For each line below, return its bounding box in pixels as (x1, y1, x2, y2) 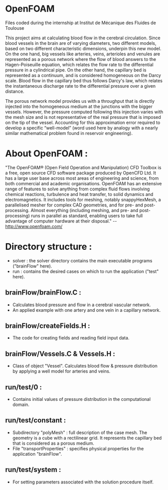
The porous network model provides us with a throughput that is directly (5, 98, 154, 104)
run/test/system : (5, 465, 61, 474)
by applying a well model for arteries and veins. (12, 368, 111, 374)
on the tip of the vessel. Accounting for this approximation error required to (5, 119, 160, 125)
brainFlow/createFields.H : (5, 322, 90, 330)
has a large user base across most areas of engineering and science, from (5, 175, 159, 181)
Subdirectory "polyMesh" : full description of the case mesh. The (12, 429, 147, 436)
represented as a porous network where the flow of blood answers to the (5, 56, 156, 62)
